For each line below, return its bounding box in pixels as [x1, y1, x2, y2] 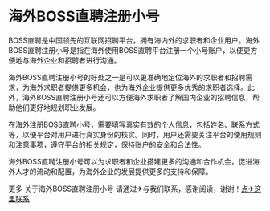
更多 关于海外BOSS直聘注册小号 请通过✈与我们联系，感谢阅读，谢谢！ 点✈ [8, 184, 255, 193]
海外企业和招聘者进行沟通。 [29, 55, 121, 65]
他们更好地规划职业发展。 [14, 102, 100, 112]
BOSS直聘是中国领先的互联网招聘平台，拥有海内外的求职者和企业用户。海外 [8, 35, 260, 45]
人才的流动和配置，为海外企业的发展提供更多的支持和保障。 [14, 166, 213, 177]
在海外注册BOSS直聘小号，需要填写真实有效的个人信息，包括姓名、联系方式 [8, 120, 260, 129]
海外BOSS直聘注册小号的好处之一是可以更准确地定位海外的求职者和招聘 [8, 72, 246, 82]
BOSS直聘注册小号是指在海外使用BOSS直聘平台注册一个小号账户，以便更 [8, 45, 251, 55]
